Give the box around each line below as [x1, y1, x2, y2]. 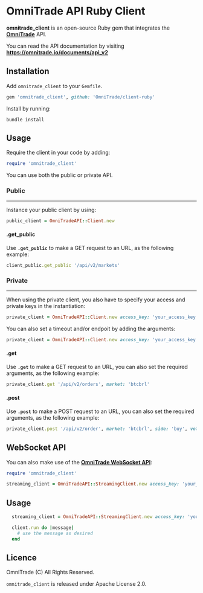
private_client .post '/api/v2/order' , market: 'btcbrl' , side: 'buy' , [6, 426, 188, 432]
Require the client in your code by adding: [6, 149, 111, 156]
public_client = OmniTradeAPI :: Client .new [6, 217, 115, 224]
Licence [6, 553, 37, 563]
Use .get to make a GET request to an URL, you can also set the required [6, 363, 188, 370]
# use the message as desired [17, 530, 94, 536]
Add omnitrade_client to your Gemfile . [6, 82, 103, 89]
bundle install [6, 117, 45, 123]
